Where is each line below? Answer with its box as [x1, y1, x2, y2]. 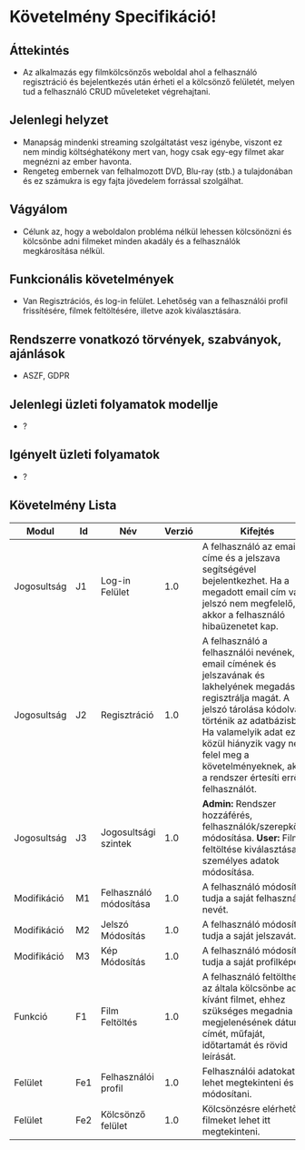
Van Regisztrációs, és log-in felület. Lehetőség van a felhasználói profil [22, 296, 289, 307]
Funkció [14, 1010, 48, 1023]
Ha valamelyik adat [202, 726, 283, 738]
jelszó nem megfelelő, [202, 596, 296, 609]
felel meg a [202, 748, 250, 761]
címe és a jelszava [202, 551, 280, 564]
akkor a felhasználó [202, 608, 286, 621]
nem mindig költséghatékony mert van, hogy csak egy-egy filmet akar [22, 146, 285, 157]
